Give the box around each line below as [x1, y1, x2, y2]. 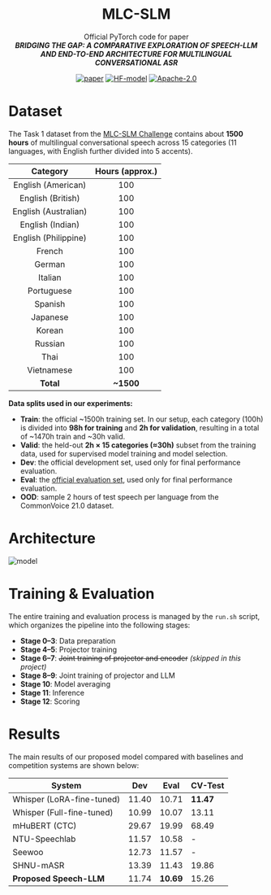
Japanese [31, 311, 69, 322]
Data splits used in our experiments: [8, 398, 133, 408]
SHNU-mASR [12, 859, 65, 871]
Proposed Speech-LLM [12, 872, 105, 884]
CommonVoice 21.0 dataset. [19, 500, 114, 510]
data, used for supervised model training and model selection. [19, 448, 229, 458]
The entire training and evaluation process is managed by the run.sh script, [8, 611, 260, 621]
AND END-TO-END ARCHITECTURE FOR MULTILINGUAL [40, 49, 233, 59]
